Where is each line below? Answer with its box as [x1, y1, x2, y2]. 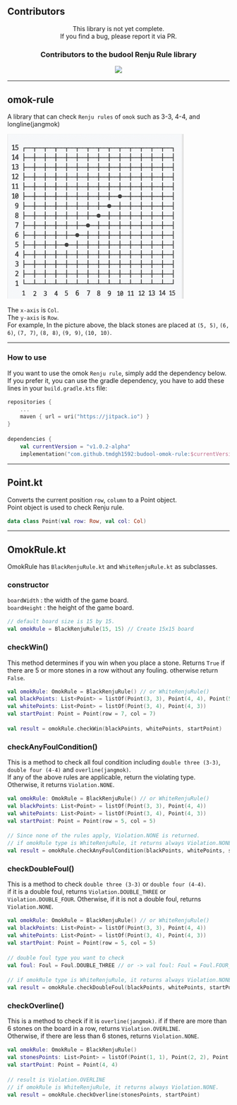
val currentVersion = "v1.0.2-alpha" [20, 443, 131, 450]
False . [7, 673, 25, 682]
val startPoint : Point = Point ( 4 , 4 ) [7, 1061, 119, 1069]
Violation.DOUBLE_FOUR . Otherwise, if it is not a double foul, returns [7, 895, 202, 904]
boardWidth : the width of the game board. [7, 596, 129, 605]
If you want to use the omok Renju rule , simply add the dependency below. [7, 369, 227, 377]
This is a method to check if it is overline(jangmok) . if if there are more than [7, 1017, 227, 1025]
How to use [7, 353, 47, 362]
